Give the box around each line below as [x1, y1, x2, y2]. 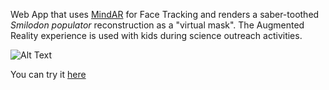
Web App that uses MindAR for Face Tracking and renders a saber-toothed [10, 9, 320, 20]
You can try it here [10, 69, 87, 80]
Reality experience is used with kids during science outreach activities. [10, 30, 303, 41]
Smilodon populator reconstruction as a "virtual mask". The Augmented [10, 19, 305, 31]
